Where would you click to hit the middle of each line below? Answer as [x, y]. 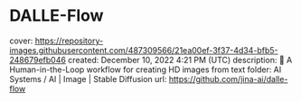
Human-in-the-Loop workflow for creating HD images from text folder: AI [146, 70]
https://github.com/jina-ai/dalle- [228, 79]
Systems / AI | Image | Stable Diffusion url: [88, 79]
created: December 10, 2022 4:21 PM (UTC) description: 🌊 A [180, 60]
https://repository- [69, 41]
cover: [21, 41]
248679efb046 [38, 60]
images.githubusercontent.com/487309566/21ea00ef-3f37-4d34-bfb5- [144, 50]
